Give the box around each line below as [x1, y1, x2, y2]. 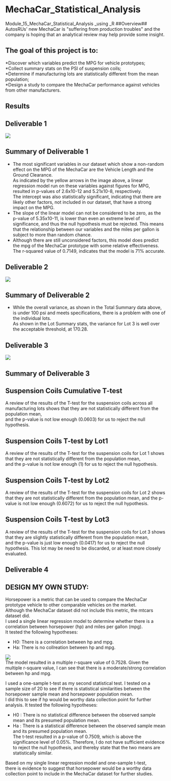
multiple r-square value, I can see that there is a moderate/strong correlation [5, 665, 166, 671]
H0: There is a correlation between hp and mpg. [12, 639, 114, 645]
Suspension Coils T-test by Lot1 [5, 437, 108, 445]
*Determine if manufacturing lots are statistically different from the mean [5, 71, 159, 77]
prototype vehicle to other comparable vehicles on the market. [5, 602, 137, 608]
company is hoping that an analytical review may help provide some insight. [5, 31, 165, 37]
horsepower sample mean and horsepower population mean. [5, 691, 134, 697]
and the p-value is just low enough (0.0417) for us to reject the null [5, 539, 145, 546]
